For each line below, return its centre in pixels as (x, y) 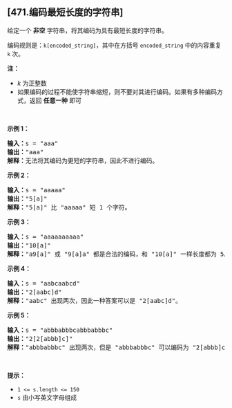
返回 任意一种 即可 (55, 100)
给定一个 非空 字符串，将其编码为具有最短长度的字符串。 (87, 30)
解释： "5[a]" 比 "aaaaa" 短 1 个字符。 (69, 207)
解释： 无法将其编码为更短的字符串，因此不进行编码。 (83, 160)
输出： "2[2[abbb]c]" (40, 339)
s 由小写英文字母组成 (47, 397)
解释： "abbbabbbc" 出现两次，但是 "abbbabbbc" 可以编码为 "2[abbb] (115, 347)
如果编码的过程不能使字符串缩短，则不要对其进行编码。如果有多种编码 (117, 91)
